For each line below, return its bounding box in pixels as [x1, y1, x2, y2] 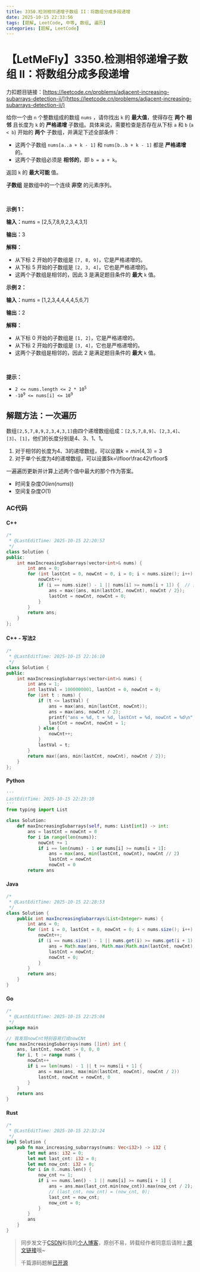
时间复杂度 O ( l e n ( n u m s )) [14, 480, 74, 487]
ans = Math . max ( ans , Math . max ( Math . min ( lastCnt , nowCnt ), [48, 943, 196, 949]
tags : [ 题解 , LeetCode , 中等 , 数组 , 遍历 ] [6, 20, 106, 26]
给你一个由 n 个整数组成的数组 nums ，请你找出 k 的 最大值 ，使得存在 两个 [6, 114, 186, 121]
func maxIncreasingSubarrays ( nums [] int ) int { [6, 1041, 127, 1047]
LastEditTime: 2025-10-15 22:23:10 [6, 796, 95, 802]
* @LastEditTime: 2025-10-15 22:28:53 [8, 899, 105, 905]
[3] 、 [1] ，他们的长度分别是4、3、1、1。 [6, 435, 107, 442]
